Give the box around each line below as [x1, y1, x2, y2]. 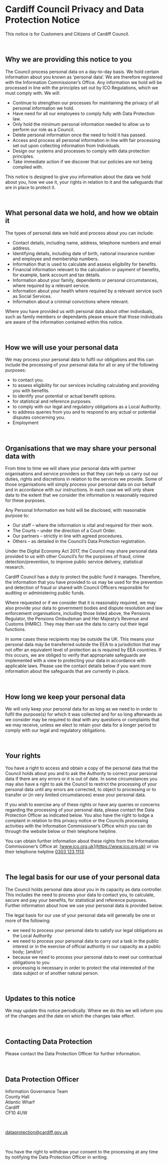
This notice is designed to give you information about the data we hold [5, 174, 151, 180]
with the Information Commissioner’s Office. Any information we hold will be [5, 79, 162, 85]
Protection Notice [5, 14, 80, 26]
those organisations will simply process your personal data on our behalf [5, 482, 155, 488]
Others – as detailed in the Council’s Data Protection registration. [12, 538, 146, 545]
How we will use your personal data [5, 343, 119, 352]
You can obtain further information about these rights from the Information [5, 838, 159, 844]
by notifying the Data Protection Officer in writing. [5, 1154, 108, 1160]
